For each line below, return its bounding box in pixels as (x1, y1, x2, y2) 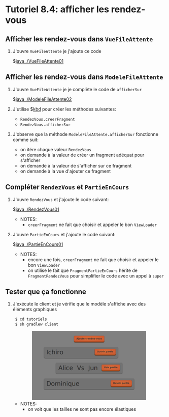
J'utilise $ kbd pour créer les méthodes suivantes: (12, 106, 116, 112)
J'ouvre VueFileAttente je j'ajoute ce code (12, 48, 102, 54)
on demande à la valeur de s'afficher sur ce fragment (20, 162, 132, 169)
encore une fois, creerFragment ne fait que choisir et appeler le (27, 256, 159, 263)
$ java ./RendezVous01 (12, 206, 59, 212)
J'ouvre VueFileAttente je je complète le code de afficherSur (12, 86, 142, 92)
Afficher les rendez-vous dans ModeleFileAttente (5, 73, 163, 81)
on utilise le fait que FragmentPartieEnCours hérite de (27, 267, 138, 273)
